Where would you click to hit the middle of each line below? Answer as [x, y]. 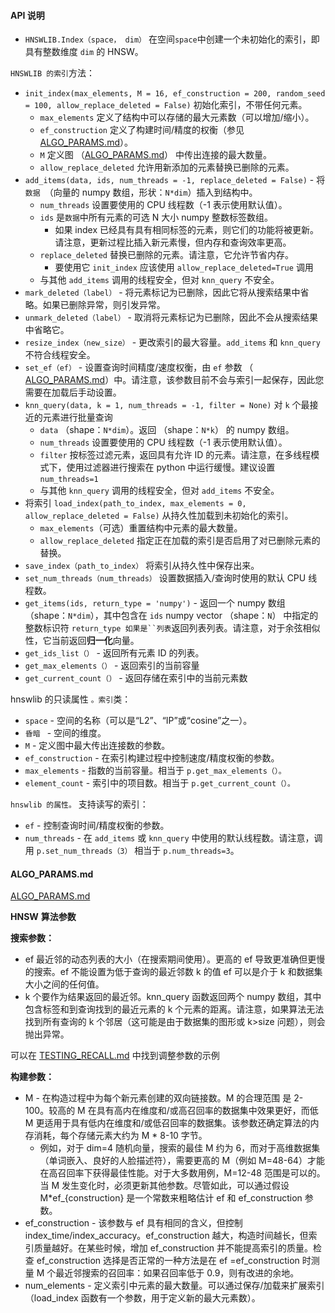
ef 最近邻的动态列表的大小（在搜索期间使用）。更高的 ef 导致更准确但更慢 [175, 959]
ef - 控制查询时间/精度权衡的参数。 [97, 826]
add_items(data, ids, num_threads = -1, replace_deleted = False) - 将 [175, 180]
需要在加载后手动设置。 [73, 392]
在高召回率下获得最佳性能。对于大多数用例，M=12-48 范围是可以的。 [182, 1173]
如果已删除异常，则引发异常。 [104, 305]
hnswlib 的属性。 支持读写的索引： [79, 804]
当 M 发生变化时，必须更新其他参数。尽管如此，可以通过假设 [164, 1186]
